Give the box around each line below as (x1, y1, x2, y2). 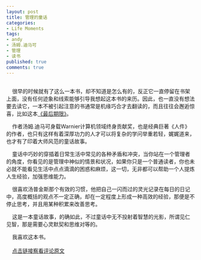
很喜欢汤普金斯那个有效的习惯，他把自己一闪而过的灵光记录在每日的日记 (11, 186, 190, 193)
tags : (6, 31, 20, 37)
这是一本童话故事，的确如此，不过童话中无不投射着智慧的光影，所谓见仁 (11, 213, 190, 221)
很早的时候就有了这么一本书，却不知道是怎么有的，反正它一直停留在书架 (11, 88, 190, 95)
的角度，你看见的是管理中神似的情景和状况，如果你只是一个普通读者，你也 (6, 158, 190, 165)
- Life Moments (6, 25, 44, 32)
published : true (6, 59, 47, 65)
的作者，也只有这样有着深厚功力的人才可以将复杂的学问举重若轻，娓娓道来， (6, 130, 195, 137)
